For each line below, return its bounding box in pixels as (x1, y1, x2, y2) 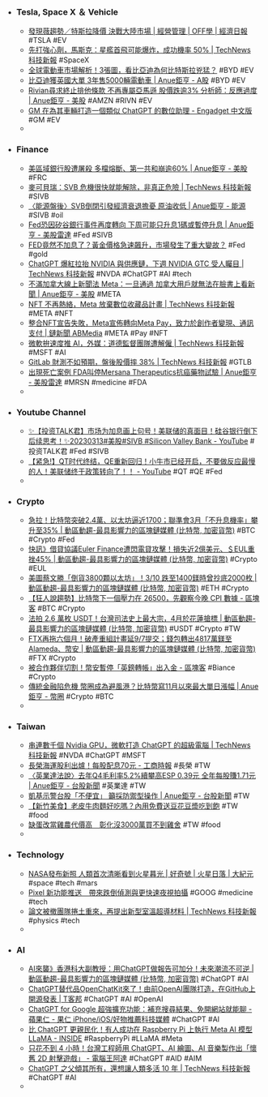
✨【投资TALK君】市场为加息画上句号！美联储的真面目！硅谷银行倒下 (28, 426, 257, 435)
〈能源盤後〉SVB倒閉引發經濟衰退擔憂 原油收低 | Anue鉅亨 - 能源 (28, 200, 246, 211)
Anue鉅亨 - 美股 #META (41, 289, 121, 298)
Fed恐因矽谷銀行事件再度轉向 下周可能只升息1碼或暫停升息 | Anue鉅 (28, 220, 254, 229)
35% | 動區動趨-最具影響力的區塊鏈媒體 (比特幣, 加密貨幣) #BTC (42, 525, 256, 535)
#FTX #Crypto (28, 653, 77, 663)
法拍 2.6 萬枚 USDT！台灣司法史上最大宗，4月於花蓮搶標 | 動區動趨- (28, 614, 257, 623)
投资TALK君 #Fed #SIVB (28, 446, 109, 456)
